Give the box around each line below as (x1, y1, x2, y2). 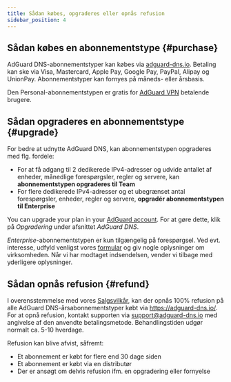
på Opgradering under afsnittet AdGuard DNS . (7, 223, 139, 231)
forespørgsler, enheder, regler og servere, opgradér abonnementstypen (17, 194, 224, 203)
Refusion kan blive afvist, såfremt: (7, 339, 104, 347)
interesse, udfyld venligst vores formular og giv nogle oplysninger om (7, 243, 205, 252)
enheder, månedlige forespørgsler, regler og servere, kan (17, 173, 180, 181)
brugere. (7, 96, 32, 104)
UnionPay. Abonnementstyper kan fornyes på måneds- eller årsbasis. (7, 75, 205, 83)
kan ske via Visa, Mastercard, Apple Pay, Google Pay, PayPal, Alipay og (7, 68, 210, 76)
